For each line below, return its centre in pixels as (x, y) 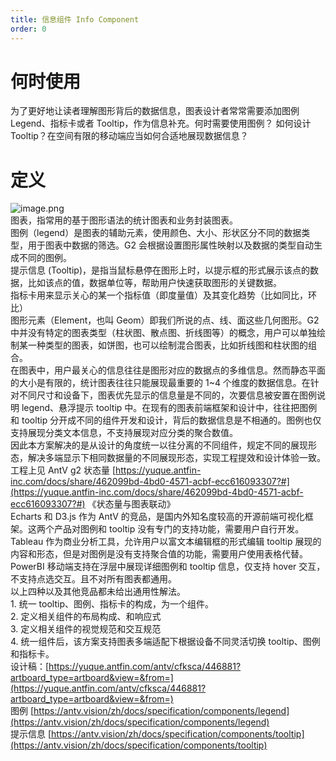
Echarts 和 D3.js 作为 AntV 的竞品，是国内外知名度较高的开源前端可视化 (157, 517)
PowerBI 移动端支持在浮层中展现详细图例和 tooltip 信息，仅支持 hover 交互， (168, 567)
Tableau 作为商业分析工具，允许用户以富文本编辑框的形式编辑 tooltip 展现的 (166, 542)
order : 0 (28, 29)
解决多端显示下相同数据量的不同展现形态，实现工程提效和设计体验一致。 (176, 458)
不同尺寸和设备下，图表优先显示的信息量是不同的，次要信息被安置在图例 (167, 395)
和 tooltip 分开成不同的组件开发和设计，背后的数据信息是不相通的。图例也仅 (166, 420)
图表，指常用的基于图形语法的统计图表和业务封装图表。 (124, 220)
